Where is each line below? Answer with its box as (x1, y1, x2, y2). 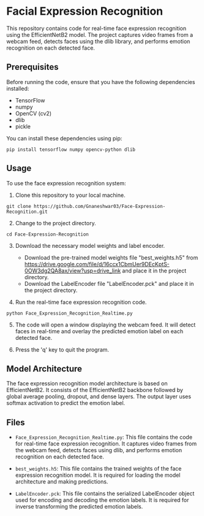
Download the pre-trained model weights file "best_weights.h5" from (24, 253, 198, 261)
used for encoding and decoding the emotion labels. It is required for (15, 496, 189, 504)
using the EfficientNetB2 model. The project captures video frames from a (6, 31, 194, 38)
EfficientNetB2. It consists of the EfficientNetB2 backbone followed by (6, 387, 184, 394)
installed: (6, 85, 29, 92)
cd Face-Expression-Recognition (6, 231, 89, 237)
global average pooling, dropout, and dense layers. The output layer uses (6, 393, 192, 400)
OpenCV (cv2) (15, 109, 52, 117)
